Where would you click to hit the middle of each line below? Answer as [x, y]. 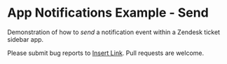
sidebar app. [26, 39]
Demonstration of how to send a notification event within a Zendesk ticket [114, 32]
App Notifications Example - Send [108, 13]
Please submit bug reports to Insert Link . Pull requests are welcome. [106, 53]
